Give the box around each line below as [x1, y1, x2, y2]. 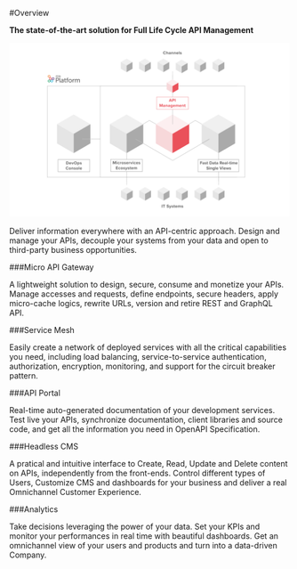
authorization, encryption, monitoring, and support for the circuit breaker [9, 361, 276, 372]
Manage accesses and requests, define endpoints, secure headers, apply [9, 289, 278, 299]
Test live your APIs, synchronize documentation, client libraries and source [9, 414, 283, 426]
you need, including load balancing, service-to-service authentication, [9, 352, 267, 362]
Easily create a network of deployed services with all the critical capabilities [9, 342, 287, 353]
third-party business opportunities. [9, 245, 138, 256]
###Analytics [9, 504, 59, 515]
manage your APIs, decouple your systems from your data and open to [9, 235, 269, 246]
